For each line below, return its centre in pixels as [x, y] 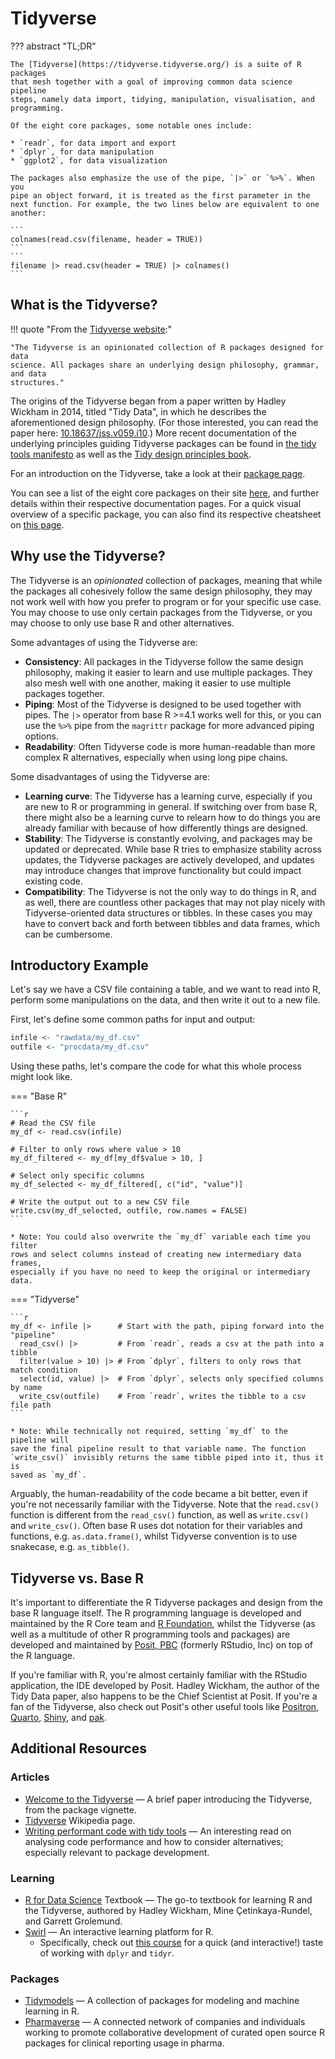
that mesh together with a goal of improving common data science [151, 82]
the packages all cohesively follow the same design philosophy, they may [161, 591]
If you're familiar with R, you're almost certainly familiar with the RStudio [159, 1674]
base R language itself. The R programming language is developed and [156, 1613]
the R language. [42, 1655]
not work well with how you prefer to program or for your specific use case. [166, 601]
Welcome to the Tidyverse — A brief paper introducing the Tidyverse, [168, 1799]
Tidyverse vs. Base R [77, 1578]
